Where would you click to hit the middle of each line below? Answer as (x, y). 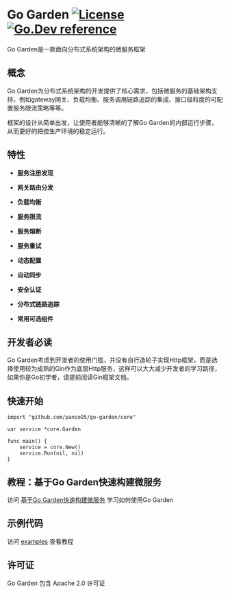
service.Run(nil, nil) (52, 453)
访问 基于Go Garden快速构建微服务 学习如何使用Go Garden (90, 500)
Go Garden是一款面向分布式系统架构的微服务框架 (76, 49)
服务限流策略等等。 (40, 108)
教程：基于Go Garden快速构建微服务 (85, 482)
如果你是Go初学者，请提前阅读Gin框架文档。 (70, 377)
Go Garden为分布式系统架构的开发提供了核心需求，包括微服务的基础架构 (110, 91)
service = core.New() (50, 447)
